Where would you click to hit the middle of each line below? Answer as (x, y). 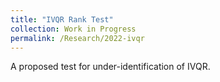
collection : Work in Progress (73, 29)
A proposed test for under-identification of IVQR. (110, 67)
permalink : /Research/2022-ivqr (77, 38)
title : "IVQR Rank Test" (62, 19)
